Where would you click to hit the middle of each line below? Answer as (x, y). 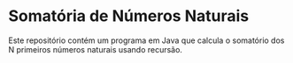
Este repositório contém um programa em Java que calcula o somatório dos (146, 40)
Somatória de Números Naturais (129, 16)
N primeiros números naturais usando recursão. (96, 49)
